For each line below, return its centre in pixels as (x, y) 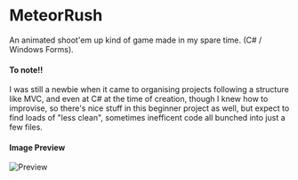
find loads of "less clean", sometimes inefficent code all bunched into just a (148, 118)
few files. (26, 127)
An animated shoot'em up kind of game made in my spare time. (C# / (136, 40)
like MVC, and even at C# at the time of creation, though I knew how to (139, 99)
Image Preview (37, 147)
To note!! (26, 70)
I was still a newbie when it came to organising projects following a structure (149, 90)
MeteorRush (56, 16)
